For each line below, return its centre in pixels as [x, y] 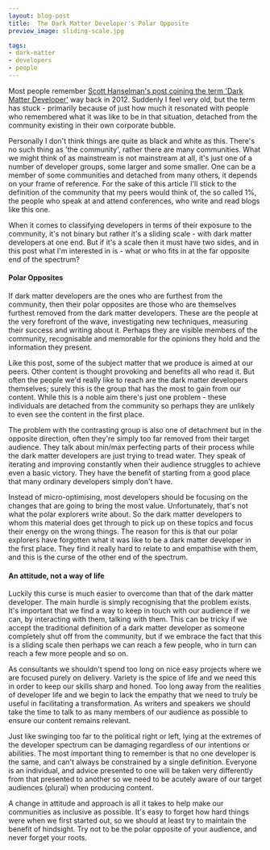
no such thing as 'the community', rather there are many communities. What [134, 149]
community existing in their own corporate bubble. [92, 125]
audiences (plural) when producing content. [81, 788]
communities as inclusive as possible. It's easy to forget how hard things [129, 812]
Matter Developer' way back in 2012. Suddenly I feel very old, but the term [132, 99]
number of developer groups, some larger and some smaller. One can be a [132, 166]
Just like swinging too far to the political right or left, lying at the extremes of [135, 736]
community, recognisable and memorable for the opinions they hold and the [134, 339]
